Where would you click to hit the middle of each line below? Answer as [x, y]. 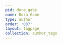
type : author [19, 19]
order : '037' [19, 24]
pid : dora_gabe [21, 10]
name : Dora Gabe [22, 15]
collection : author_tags [31, 33]
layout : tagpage [22, 29]
